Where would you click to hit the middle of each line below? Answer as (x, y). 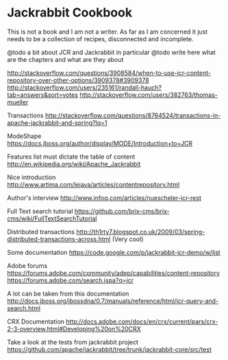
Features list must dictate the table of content (71, 157)
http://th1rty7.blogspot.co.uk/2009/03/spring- (141, 232)
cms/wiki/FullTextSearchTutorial (52, 218)
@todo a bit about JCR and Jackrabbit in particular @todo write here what (111, 52)
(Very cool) (128, 239)
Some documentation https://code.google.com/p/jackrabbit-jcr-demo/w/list (114, 252)
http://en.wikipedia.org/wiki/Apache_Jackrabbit (74, 164)
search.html (24, 308)
